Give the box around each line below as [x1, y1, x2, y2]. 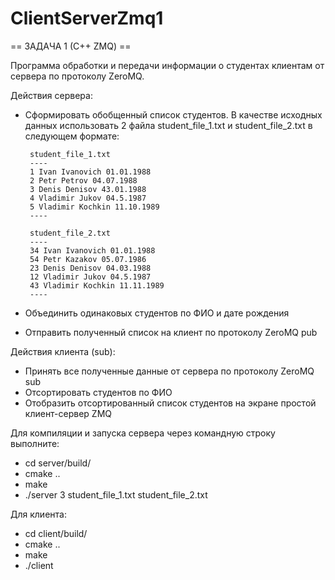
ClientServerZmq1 [10, 7, 164, 30]
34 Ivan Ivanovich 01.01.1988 [29, 245, 156, 256]
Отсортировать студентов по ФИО [24, 386, 173, 398]
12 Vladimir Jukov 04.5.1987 [29, 272, 152, 282]
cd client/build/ [24, 527, 88, 539]
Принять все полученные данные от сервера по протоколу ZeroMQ [24, 365, 315, 377]
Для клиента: [10, 508, 67, 520]
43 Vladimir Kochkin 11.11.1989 [29, 280, 165, 291]
